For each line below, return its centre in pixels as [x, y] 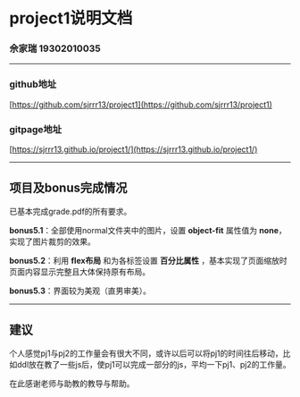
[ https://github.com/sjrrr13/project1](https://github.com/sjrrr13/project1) [141, 105]
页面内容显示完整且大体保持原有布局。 [79, 271]
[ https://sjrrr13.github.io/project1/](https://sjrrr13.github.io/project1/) [133, 149]
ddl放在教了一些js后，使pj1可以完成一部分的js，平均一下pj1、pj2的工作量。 [154, 364]
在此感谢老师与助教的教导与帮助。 [72, 383]
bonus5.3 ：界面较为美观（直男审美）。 [80, 291]
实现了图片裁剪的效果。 [52, 241]
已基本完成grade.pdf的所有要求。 [71, 211]
